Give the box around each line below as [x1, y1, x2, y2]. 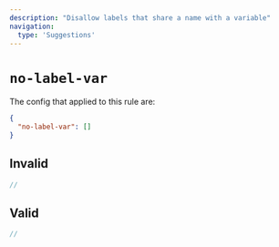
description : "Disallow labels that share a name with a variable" [9, 13, 272, 23]
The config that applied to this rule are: [9, 97, 156, 108]
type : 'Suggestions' [17, 30, 96, 39]
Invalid [9, 156, 48, 171]
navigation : [9, 22, 55, 31]
